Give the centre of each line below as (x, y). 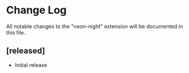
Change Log (36, 10)
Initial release (31, 65)
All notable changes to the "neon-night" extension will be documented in (94, 26)
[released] (26, 51)
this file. (16, 32)
